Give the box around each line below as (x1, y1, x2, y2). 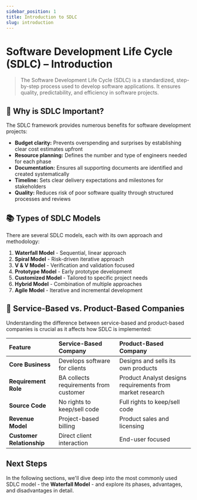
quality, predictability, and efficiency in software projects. (20, 89, 159, 96)
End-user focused (119, 435, 170, 443)
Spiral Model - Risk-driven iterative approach (14, 255, 124, 262)
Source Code (9, 401, 46, 410)
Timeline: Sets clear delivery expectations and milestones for (14, 177, 164, 184)
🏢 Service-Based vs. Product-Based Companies (6, 303, 185, 314)
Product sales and (119, 414, 169, 423)
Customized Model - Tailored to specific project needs (14, 274, 148, 281)
